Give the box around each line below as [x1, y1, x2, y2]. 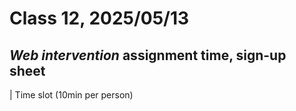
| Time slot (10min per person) [9, 89, 134, 101]
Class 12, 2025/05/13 [9, 7, 190, 30]
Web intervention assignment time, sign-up [9, 47, 287, 64]
